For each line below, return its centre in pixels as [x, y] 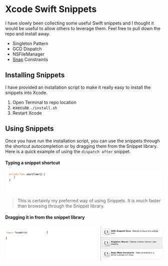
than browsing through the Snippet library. [61, 206]
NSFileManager [28, 54]
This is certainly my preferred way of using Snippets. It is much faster [89, 200]
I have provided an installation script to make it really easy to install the [78, 87]
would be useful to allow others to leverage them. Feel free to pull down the [83, 28]
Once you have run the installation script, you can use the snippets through [82, 141]
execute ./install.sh [35, 107]
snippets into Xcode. [26, 92]
